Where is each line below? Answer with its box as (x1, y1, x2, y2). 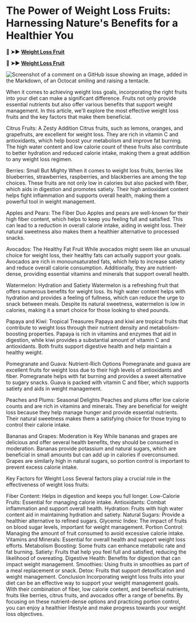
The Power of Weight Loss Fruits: (6, 4, 171, 18)
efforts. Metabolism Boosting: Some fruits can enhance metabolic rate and (6, 542, 185, 549)
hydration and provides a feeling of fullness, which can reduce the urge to (6, 294, 184, 301)
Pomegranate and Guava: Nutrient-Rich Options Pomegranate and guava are (6, 360, 191, 367)
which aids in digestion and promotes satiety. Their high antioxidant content (6, 185, 189, 192)
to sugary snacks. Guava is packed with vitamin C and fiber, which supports (6, 379, 189, 386)
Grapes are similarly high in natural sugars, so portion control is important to (6, 457, 190, 464)
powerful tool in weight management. (6, 198, 96, 205)
